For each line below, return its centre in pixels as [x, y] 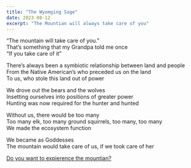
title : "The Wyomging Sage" [42, 12]
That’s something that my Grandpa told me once [67, 47]
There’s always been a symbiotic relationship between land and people [96, 65]
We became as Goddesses [40, 140]
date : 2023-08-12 [28, 18]
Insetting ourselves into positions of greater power [70, 97]
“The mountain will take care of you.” [53, 41]
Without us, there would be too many [53, 115]
